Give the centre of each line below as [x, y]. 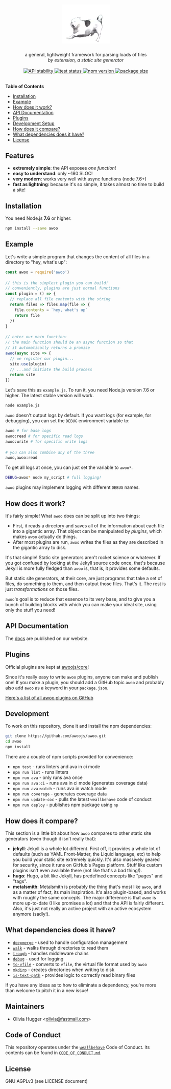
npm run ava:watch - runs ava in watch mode [60, 789]
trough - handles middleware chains [51, 953]
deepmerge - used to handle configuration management [70, 942]
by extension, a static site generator [86, 60]
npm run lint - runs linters [41, 772]
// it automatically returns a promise [48, 348]
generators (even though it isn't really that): [51, 838]
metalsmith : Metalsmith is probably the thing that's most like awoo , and [87, 887]
